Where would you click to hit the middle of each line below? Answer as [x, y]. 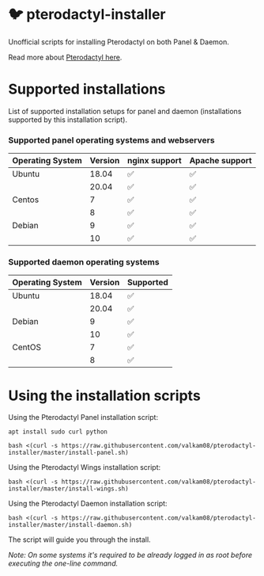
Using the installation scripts [105, 395]
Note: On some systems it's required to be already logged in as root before [130, 555]
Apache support [221, 161]
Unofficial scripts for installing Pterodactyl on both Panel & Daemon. [119, 42]
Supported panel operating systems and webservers [111, 140]
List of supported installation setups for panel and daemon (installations [125, 111]
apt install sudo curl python [58, 432]
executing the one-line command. [63, 563]
